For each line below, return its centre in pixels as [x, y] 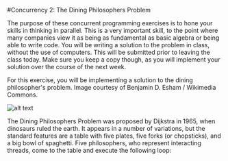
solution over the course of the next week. [67, 67]
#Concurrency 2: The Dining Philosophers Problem [79, 10]
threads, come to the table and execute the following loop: [89, 150]
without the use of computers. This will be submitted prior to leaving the [109, 52]
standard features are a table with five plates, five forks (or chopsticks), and [114, 136]
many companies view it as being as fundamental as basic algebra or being [113, 38]
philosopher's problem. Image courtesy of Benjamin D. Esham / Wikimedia [112, 87]
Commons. [23, 95]
